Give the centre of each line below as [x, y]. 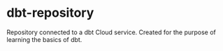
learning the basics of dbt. [44, 39]
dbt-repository [50, 13]
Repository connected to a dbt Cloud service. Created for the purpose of [111, 32]
